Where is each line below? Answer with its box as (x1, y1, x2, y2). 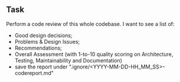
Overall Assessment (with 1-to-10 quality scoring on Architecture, (14, 50, 174, 58)
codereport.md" (14, 69, 54, 76)
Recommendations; (14, 44, 62, 51)
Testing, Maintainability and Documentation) (14, 57, 123, 64)
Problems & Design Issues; (14, 38, 80, 45)
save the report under (14, 63, 68, 70)
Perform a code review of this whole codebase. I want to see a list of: (6, 20, 175, 27)
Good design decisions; (14, 32, 73, 39)
